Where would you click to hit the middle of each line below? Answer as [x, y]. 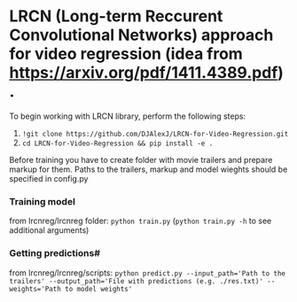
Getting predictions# [55, 253]
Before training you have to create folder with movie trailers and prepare [141, 159]
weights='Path [35, 289]
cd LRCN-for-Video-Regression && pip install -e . [117, 143]
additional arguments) [49, 230]
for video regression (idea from [126, 54]
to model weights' [99, 289]
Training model [42, 201]
